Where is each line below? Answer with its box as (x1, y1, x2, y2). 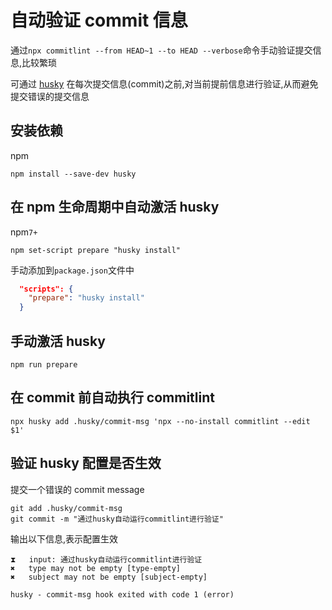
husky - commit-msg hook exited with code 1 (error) (10, 589, 235, 600)
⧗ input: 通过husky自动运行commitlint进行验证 (10, 554, 203, 565)
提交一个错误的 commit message (10, 483, 145, 495)
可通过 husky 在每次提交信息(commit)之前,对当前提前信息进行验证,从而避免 (10, 77, 319, 90)
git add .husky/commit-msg (10, 503, 123, 513)
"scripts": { (19, 284, 74, 294)
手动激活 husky (10, 332, 106, 350)
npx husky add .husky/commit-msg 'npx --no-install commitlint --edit (10, 416, 311, 426)
